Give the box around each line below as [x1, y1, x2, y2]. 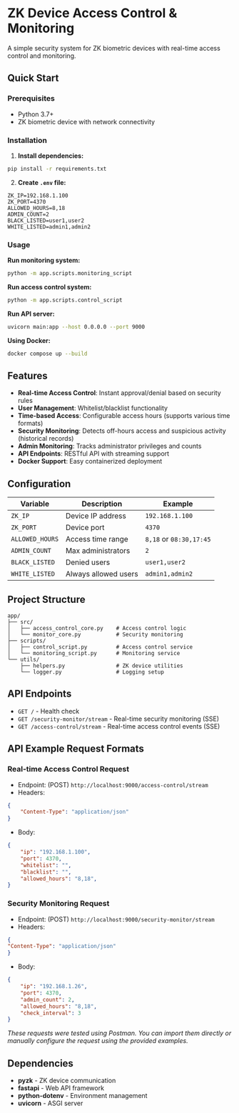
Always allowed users [65, 569, 138, 579]
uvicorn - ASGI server [17, 1099, 83, 1108]
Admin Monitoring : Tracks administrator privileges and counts [17, 441, 202, 451]
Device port [65, 523, 105, 533]
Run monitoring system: [7, 256, 81, 265]
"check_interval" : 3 [20, 1009, 81, 1017]
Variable [20, 499, 50, 509]
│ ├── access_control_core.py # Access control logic [7, 625, 187, 632]
